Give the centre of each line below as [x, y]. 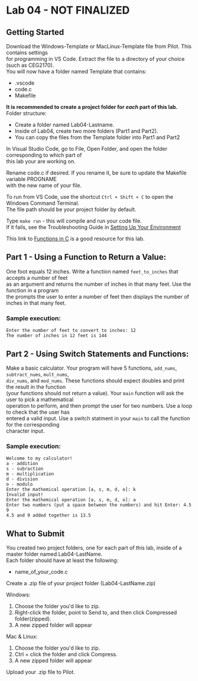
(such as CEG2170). [30, 65]
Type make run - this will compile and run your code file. [74, 221]
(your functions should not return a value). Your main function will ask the [95, 393]
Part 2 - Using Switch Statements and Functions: [98, 354]
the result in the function [36, 387]
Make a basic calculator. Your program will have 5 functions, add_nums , [92, 368]
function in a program [33, 290]
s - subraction [25, 469]
